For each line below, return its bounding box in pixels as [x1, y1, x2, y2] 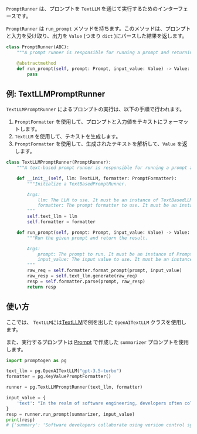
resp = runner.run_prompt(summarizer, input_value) [6, 411, 135, 417]
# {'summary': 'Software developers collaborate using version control [6, 422, 185, 428]
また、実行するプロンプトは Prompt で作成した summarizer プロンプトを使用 [6, 338, 189, 346]
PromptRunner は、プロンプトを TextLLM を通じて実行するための [6, 5, 158, 12]
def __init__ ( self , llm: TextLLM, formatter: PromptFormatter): [16, 175, 177, 181]
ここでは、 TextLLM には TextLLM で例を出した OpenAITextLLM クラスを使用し [6, 319, 186, 326]
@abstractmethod [16, 60, 57, 66]
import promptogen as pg [6, 357, 67, 363]
